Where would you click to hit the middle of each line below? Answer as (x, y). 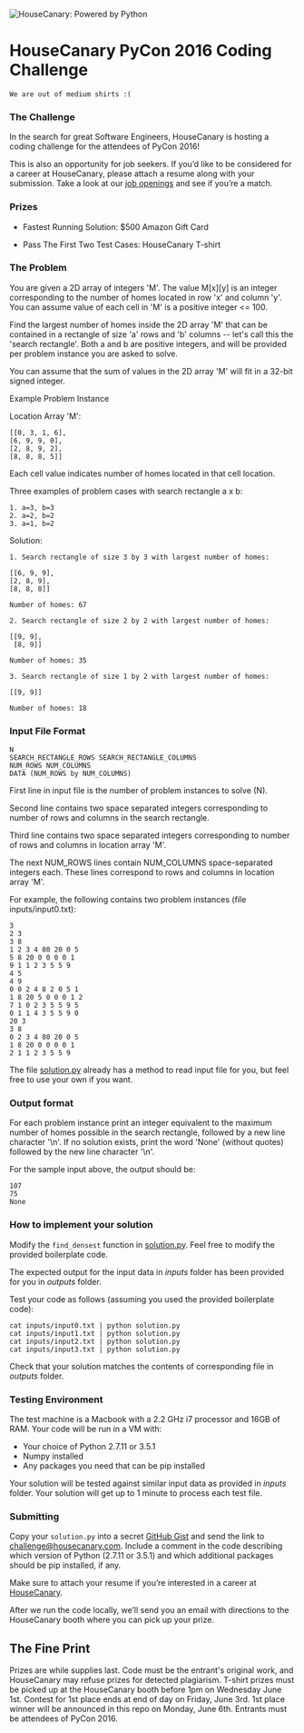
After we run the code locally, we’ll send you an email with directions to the (149, 1610)
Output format (42, 1103)
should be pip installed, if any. (65, 1565)
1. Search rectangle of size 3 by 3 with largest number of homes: (140, 557)
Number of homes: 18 (49, 708)
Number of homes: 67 (49, 604)
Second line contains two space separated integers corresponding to (139, 808)
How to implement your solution (81, 1225)
